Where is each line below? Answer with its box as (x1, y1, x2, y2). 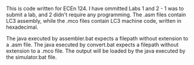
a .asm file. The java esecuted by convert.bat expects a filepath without (6, 41, 179, 48)
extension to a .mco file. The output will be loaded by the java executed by (6, 47, 186, 54)
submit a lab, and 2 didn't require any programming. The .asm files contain (6, 11, 186, 18)
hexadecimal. (6, 23, 39, 30)
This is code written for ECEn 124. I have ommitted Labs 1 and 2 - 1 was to (6, 5, 184, 12)
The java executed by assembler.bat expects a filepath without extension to (6, 35, 189, 42)
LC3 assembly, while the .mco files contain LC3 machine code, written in (6, 18, 182, 24)
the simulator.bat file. (6, 54, 57, 60)
